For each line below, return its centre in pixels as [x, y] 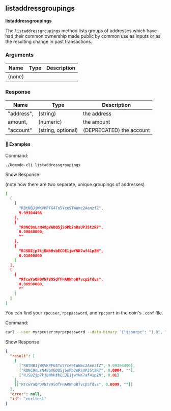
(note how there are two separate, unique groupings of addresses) [75, 185]
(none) [16, 77]
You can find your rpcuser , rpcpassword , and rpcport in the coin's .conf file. [84, 313]
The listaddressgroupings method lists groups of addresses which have [81, 31]
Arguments [20, 55]
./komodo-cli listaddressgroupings [43, 165]
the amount [97, 122]
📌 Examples [18, 144]
